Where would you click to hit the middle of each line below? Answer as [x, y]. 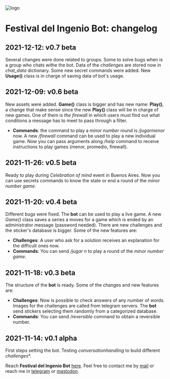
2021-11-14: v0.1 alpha [41, 338]
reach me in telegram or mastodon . [42, 371]
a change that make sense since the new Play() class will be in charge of [82, 109]
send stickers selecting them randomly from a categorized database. [85, 311]
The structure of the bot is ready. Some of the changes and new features [82, 285]
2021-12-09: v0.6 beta [42, 92]
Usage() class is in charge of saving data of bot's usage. [65, 76]
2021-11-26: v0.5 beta [41, 163]
